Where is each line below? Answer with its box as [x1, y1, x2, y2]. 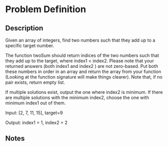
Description [5, 24, 43, 32]
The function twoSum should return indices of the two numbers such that [5, 52, 159, 58]
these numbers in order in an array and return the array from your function [5, 68, 161, 75]
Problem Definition [5, 4, 87, 15]
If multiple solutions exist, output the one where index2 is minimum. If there [5, 89, 163, 95]
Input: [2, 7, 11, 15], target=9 [5, 110, 63, 116]
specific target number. [5, 43, 54, 49]
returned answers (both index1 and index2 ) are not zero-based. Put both [5, 63, 159, 69]
